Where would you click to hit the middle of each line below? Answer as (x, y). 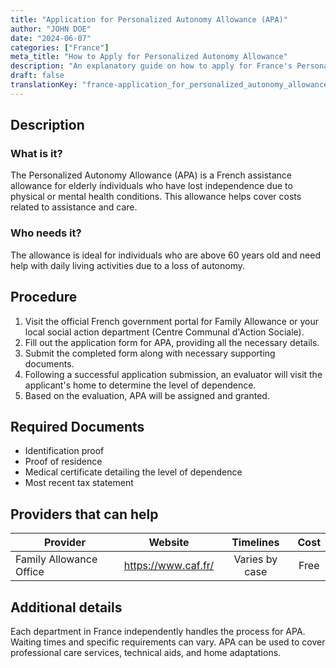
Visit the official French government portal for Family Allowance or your (172, 321)
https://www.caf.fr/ (169, 566)
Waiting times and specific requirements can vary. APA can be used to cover (168, 642)
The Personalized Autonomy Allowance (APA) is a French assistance (151, 175)
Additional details (66, 607)
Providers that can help (84, 514)
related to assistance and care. (74, 207)
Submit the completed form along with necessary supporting (150, 353)
